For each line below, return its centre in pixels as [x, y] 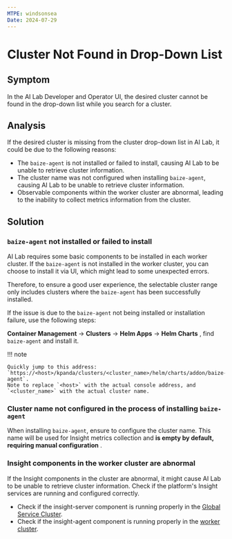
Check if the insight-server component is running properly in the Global [119, 506]
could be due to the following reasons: [62, 150]
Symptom [29, 80]
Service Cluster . [40, 514]
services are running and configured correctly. [73, 493]
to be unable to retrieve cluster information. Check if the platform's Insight [113, 486]
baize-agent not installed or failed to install [80, 241]
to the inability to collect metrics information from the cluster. [104, 200]
